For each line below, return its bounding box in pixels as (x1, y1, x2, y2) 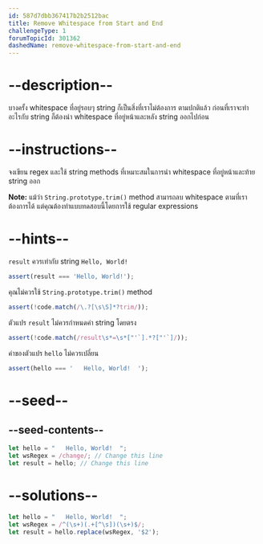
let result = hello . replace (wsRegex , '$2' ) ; (8, 528, 160, 536)
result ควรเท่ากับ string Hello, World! (8, 256, 128, 266)
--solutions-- (8, 487, 99, 505)
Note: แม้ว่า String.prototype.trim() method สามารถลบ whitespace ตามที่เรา (8, 192, 248, 202)
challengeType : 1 (8, 27, 67, 35)
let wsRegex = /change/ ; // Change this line (8, 452, 163, 460)
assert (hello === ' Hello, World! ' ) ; (8, 364, 149, 372)
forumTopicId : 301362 (8, 34, 81, 43)
